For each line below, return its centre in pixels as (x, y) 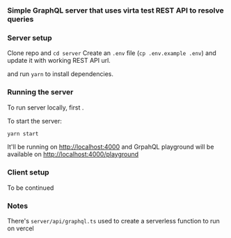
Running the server (40, 92)
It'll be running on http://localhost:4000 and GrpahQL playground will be (111, 147)
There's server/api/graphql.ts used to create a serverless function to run (114, 221)
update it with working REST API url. (59, 61)
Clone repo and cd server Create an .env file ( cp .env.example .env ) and (112, 53)
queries (21, 19)
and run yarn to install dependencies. (60, 74)
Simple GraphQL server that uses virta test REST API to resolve (115, 10)
